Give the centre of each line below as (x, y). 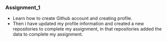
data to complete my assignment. (48, 34)
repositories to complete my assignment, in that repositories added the (87, 29)
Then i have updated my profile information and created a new (78, 23)
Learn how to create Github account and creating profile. (73, 18)
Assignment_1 (23, 7)
